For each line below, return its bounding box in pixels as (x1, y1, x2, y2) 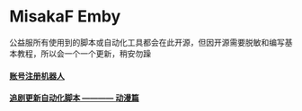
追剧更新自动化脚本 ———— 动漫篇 (9, 92, 139, 104)
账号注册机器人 (9, 70, 65, 81)
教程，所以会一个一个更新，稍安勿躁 (16, 47, 151, 59)
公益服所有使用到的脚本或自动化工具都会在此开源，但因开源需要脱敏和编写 (9, 37, 285, 47)
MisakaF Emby (9, 6, 121, 27)
